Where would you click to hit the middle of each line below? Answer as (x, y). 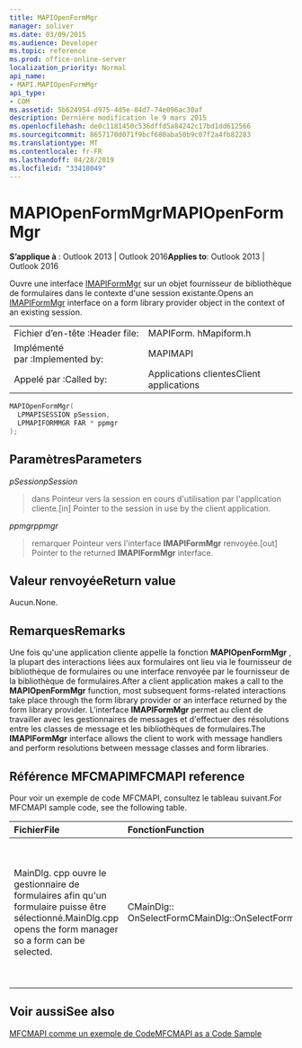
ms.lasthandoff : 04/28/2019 (62, 160)
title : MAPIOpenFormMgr (54, 18)
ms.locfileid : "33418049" (58, 168)
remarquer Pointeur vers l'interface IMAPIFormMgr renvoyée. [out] (155, 543)
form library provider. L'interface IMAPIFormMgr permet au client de (136, 710)
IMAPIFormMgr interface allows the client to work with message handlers (146, 739)
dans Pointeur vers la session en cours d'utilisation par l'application (156, 498)
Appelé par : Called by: (61, 380)
